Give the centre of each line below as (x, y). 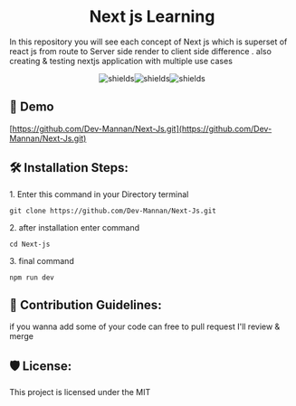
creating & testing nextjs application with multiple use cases (121, 61)
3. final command (42, 260)
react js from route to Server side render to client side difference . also (140, 51)
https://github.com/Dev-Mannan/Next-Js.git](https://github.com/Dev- (142, 128)
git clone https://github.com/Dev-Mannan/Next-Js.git (113, 211)
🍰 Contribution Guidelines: (86, 305)
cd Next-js (30, 244)
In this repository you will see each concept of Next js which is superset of (148, 42)
